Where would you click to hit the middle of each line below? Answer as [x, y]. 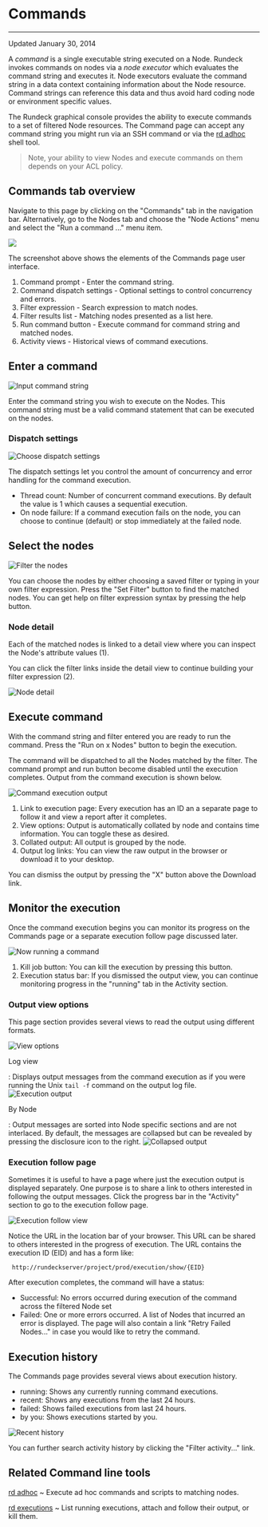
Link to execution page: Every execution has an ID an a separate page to [139, 808]
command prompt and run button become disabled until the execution [123, 769]
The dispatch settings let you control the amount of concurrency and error [130, 471]
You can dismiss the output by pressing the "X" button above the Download [132, 874]
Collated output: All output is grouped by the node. [103, 842]
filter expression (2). [41, 676]
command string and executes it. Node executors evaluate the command [128, 76]
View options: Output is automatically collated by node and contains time [140, 825]
